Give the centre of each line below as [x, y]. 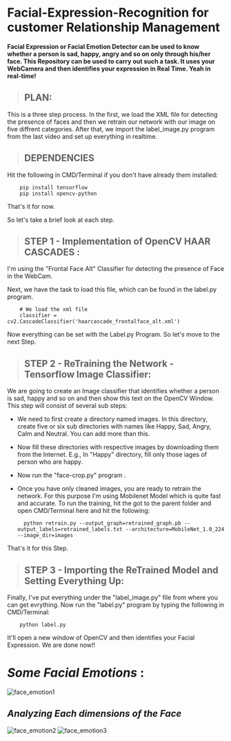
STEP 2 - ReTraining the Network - [99, 363]
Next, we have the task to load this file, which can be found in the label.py [112, 290]
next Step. [22, 342]
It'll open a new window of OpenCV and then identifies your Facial [101, 638]
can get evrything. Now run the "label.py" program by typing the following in [116, 605]
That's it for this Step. [38, 548]
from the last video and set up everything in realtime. [82, 136]
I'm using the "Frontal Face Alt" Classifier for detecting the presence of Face [116, 269]
